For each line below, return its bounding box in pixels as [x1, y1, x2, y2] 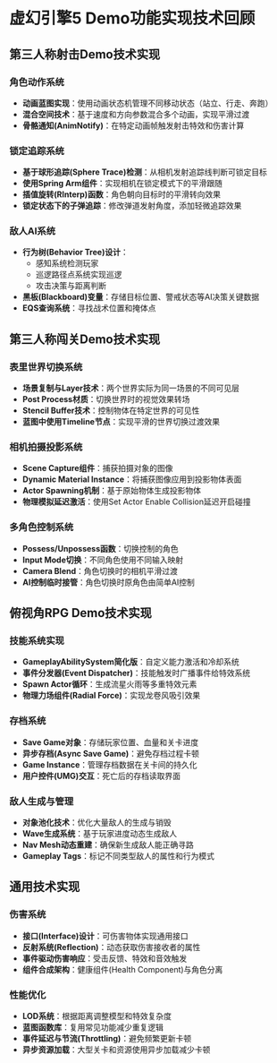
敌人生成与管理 [9, 794, 74, 807]
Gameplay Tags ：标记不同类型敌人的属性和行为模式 [21, 851, 214, 862]
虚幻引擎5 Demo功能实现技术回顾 [9, 8, 256, 29]
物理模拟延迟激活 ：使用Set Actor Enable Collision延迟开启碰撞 [21, 496, 252, 507]
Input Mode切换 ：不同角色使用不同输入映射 [21, 554, 184, 565]
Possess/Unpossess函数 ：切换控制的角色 [21, 543, 179, 553]
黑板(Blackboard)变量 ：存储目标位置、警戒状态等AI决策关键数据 [21, 292, 260, 303]
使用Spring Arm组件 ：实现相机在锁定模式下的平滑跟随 [21, 178, 223, 189]
